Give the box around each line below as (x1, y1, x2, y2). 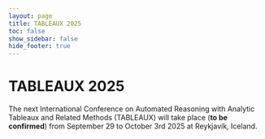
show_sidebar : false (8, 34, 79, 43)
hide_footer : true (8, 42, 71, 50)
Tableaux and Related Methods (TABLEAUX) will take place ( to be (8, 113, 228, 123)
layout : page (8, 11, 53, 20)
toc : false (8, 27, 46, 35)
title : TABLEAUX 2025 (8, 20, 82, 28)
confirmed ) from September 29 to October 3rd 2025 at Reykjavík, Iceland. (8, 121, 258, 131)
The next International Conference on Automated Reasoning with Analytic (8, 104, 255, 114)
